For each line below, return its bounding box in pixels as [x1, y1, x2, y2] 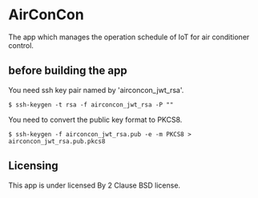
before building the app [8, 64, 127, 78]
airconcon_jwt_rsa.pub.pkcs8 [8, 137, 106, 145]
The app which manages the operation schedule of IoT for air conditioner [8, 32, 250, 42]
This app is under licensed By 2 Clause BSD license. [8, 180, 181, 190]
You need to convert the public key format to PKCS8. [8, 115, 183, 124]
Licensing [8, 159, 58, 173]
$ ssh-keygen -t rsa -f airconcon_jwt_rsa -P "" [8, 100, 174, 109]
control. [8, 40, 34, 50]
